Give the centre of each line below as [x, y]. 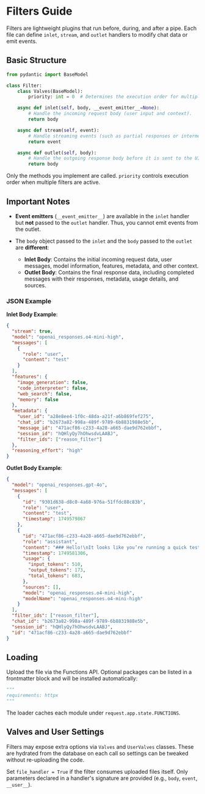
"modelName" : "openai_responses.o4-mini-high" [83, 598]
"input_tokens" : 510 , [56, 564]
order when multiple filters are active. [53, 182]
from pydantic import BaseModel [47, 75]
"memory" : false [38, 399]
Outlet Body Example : [34, 468]
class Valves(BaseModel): [50, 91]
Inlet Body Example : [32, 314]
